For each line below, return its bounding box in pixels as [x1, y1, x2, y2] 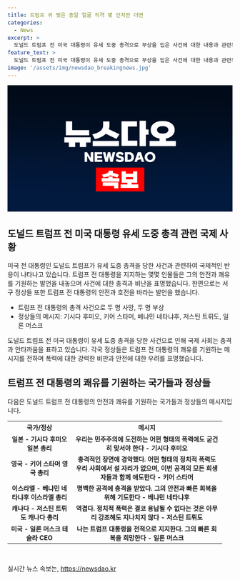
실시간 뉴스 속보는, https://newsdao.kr [7, 564, 116, 573]
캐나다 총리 [27, 513, 59, 521]
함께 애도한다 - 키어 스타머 [119, 472, 194, 481]
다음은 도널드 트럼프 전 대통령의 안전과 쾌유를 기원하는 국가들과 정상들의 [7, 397, 208, 406]
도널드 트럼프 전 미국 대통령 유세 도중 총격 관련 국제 [7, 227, 218, 239]
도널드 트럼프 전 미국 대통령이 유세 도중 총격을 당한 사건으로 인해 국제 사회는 [7, 336, 219, 345]
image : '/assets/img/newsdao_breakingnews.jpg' [7, 64, 152, 71]
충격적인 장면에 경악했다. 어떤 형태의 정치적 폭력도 [77, 454, 216, 464]
